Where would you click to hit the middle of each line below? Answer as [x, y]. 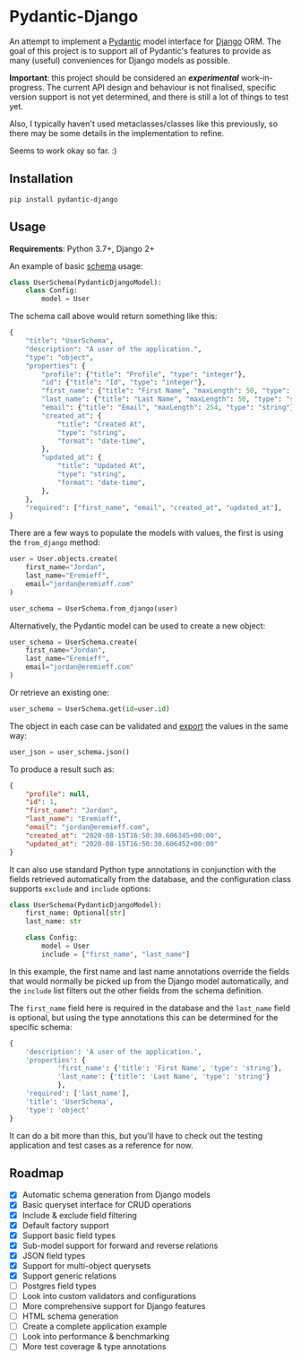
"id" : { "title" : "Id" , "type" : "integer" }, [124, 383]
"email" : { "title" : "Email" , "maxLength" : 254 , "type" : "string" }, [170, 408]
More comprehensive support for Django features [114, 1306]
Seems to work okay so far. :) [63, 151]
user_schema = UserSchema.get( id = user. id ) [90, 709]
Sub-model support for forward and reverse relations [120, 1245]
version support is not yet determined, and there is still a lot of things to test [149, 97]
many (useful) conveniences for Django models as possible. [120, 60]
